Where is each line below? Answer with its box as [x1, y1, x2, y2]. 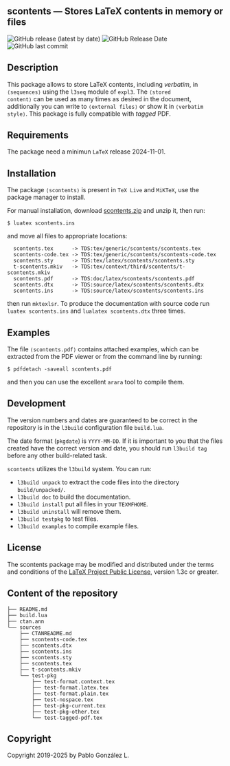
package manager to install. [7, 193, 86, 202]
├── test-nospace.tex [32, 696, 94, 703]
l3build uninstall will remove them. [16, 507, 122, 515]
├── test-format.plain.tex [32, 690, 109, 697]
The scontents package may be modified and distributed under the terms [7, 560, 214, 568]
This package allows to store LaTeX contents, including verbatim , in [7, 80, 198, 88]
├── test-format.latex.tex [32, 684, 109, 691]
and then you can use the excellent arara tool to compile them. [7, 378, 185, 386]
